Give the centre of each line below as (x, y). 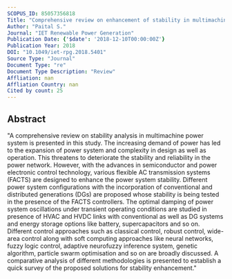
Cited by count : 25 (35, 91)
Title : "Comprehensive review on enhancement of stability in (98, 20)
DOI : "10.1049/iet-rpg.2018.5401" (57, 53)
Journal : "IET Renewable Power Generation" (71, 33)
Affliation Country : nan (43, 84)
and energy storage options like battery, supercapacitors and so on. (104, 224)
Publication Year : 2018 (41, 46)
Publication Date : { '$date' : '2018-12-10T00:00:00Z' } (86, 39)
